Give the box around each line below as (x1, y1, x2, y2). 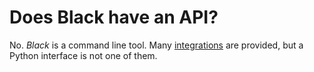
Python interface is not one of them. (9, 49, 158, 61)
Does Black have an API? (9, 6, 219, 29)
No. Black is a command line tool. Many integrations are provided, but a (9, 39, 304, 51)
